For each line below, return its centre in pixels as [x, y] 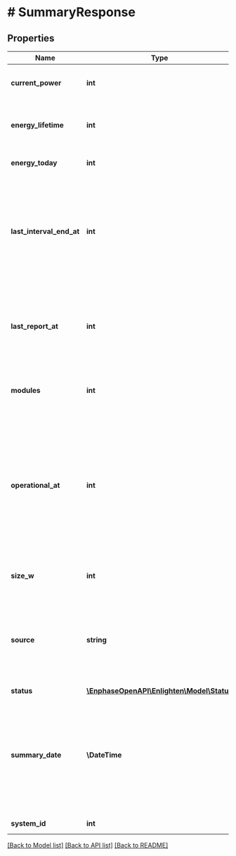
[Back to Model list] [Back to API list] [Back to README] [88, 845]
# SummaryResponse [71, 12]
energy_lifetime [38, 125]
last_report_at [34, 326]
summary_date [36, 755]
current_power [36, 83]
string [97, 640]
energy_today [34, 163]
